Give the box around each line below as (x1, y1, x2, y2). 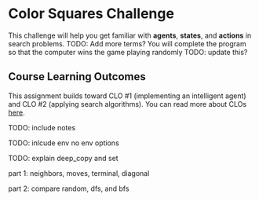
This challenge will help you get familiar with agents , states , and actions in (8, 31, 252, 40)
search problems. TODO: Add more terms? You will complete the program (8, 38, 246, 48)
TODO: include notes (8, 122, 76, 132)
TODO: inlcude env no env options (8, 138, 119, 148)
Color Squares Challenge (8, 5, 175, 23)
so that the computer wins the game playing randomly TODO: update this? (8, 47, 248, 57)
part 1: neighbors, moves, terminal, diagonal (8, 168, 150, 177)
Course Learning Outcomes (8, 70, 147, 83)
